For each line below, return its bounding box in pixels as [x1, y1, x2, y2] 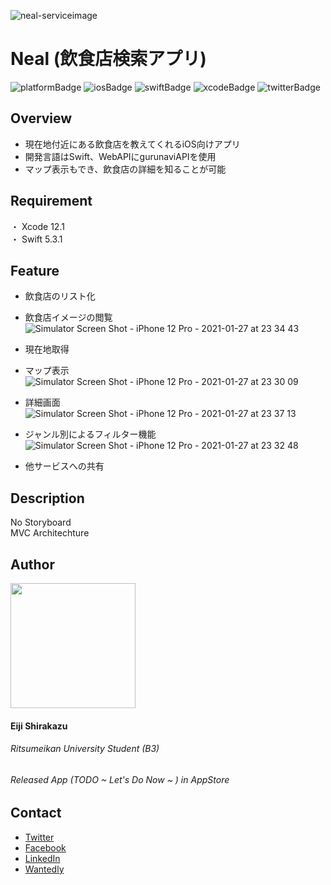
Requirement [10, 193, 93, 210]
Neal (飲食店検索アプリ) [10, 48, 207, 70]
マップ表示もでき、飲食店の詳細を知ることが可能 [24, 163, 227, 175]
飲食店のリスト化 [24, 290, 96, 302]
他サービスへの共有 [24, 460, 105, 472]
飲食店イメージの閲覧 [24, 311, 113, 324]
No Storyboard [10, 516, 72, 529]
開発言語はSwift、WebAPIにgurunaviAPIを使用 [24, 150, 217, 162]
